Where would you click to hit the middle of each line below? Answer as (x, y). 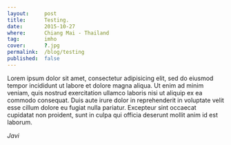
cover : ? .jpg (33, 46)
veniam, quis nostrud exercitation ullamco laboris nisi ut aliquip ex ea (105, 93)
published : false (33, 59)
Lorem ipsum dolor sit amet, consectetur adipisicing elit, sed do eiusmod (110, 78)
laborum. (20, 122)
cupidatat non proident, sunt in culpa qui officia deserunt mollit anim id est (113, 115)
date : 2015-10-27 (41, 26)
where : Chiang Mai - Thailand (58, 33)
